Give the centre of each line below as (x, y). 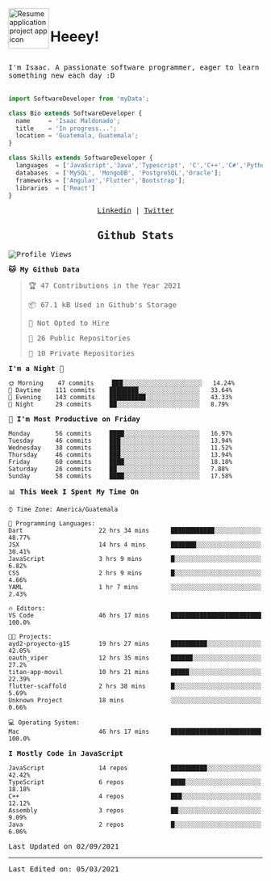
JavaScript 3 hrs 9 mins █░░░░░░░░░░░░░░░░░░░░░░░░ (135, 559)
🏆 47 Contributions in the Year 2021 (104, 286)
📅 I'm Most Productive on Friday (75, 419)
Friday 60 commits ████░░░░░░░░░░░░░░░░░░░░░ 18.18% (120, 462)
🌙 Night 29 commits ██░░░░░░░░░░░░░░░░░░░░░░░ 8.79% (119, 405)
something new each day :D (62, 75)
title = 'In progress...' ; (66, 129)
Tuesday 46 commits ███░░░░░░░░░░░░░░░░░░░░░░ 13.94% (120, 441)
